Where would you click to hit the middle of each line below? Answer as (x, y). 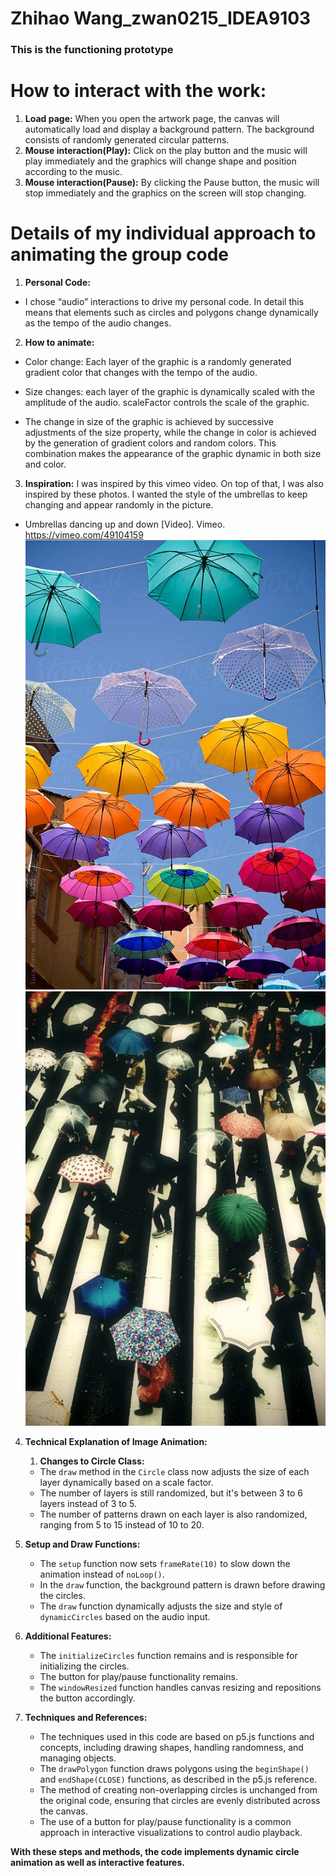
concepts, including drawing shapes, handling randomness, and (171, 1747)
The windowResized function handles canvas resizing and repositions (180, 1687)
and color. (45, 464)
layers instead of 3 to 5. (88, 1503)
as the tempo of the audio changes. (98, 323)
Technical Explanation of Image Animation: (116, 1441)
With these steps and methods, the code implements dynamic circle (155, 1851)
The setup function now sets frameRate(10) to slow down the (165, 1563)
